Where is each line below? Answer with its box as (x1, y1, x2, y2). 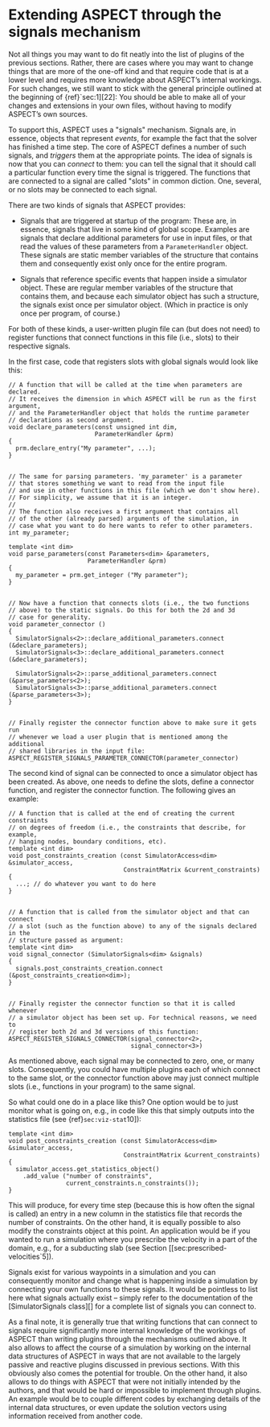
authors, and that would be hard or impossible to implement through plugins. (8, 1385, 262, 1395)
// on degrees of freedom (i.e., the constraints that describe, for (8, 823, 247, 831)
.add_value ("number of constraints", (22, 1172, 153, 1180)
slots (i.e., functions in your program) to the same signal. (8, 1081, 195, 1091)
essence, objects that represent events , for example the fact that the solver (8, 133, 257, 142)
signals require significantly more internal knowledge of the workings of (8, 1326, 247, 1335)
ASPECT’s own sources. (8, 109, 88, 118)
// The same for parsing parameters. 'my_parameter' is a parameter (8, 472, 243, 480)
